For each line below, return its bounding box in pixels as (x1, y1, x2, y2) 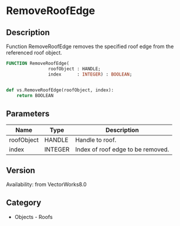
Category (6, 198, 42, 208)
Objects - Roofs (14, 213, 53, 220)
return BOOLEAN (16, 93, 54, 98)
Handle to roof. (75, 136, 117, 144)
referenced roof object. (6, 49, 63, 56)
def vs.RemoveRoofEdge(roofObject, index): (6, 87, 114, 93)
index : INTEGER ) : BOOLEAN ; (47, 71, 133, 77)
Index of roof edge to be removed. (75, 145, 169, 153)
